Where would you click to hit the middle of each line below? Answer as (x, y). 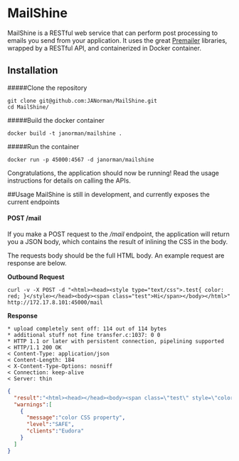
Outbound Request (36, 277)
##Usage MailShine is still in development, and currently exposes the (108, 194)
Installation (33, 70)
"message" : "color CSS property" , (76, 418)
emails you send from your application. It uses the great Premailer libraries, (117, 40)
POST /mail (24, 218)
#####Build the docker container (56, 120)
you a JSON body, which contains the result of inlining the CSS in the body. (118, 241)
